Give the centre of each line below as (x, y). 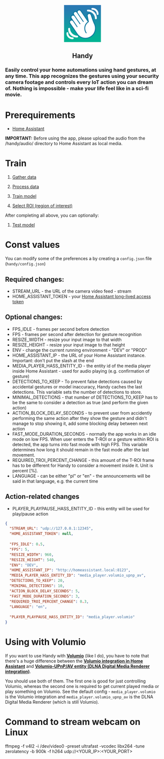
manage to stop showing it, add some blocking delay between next (80, 423)
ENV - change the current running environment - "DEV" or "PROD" (80, 350)
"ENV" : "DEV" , (24, 565)
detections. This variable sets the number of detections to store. (77, 392)
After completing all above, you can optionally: (52, 215)
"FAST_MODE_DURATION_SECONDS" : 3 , (45, 596)
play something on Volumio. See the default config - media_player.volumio (80, 691)
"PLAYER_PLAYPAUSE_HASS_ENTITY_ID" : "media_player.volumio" (72, 617)
